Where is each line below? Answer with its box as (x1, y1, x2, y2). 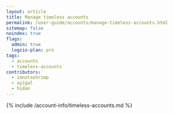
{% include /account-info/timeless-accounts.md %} (6, 102, 133, 109)
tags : (6, 53, 20, 58)
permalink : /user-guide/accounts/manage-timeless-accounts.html (6, 19, 168, 25)
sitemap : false (6, 25, 44, 31)
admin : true (11, 42, 41, 48)
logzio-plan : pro (11, 47, 55, 53)
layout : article (6, 8, 46, 15)
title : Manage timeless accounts (6, 14, 89, 20)
